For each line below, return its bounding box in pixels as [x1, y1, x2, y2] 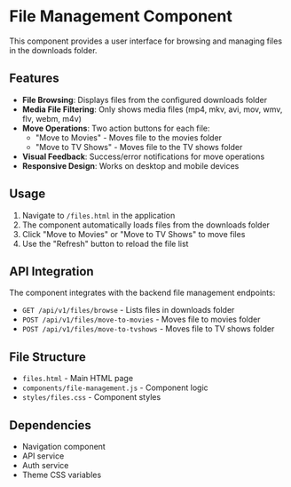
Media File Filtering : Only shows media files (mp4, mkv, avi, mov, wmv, [21, 104, 283, 115]
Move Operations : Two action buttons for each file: [21, 123, 210, 133]
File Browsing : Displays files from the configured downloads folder [21, 94, 268, 105]
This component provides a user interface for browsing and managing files [9, 36, 282, 46]
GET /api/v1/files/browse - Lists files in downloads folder [21, 305, 235, 315]
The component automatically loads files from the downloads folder [21, 220, 271, 230]
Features [9, 71, 59, 86]
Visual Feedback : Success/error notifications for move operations [21, 151, 265, 162]
